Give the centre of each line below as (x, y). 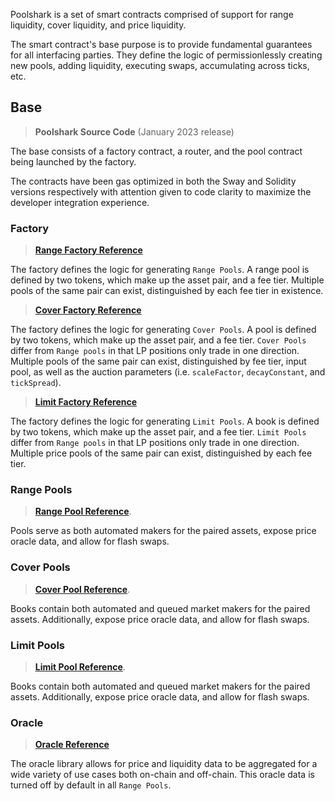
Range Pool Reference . (83, 511)
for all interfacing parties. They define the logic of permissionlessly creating (166, 55)
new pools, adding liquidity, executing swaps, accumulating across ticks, (160, 65)
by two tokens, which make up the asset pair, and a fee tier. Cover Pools (158, 340)
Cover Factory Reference (88, 310)
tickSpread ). (36, 383)
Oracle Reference (72, 745)
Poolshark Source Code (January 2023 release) (134, 131)
